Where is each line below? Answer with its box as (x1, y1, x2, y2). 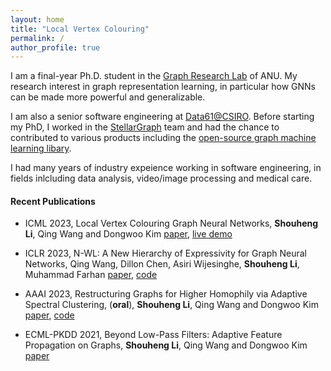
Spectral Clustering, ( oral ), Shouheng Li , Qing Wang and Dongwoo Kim (24, 299, 319, 311)
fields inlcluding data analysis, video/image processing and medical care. (10, 172, 313, 185)
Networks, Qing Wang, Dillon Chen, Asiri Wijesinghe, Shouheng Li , (24, 258, 300, 270)
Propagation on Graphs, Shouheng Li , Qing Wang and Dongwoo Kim (24, 339, 308, 351)
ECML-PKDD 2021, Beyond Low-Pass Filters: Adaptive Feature (24, 329, 283, 341)
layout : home (10, 14, 65, 25)
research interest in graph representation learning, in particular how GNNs (10, 81, 317, 93)
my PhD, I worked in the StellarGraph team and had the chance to (10, 121, 280, 133)
